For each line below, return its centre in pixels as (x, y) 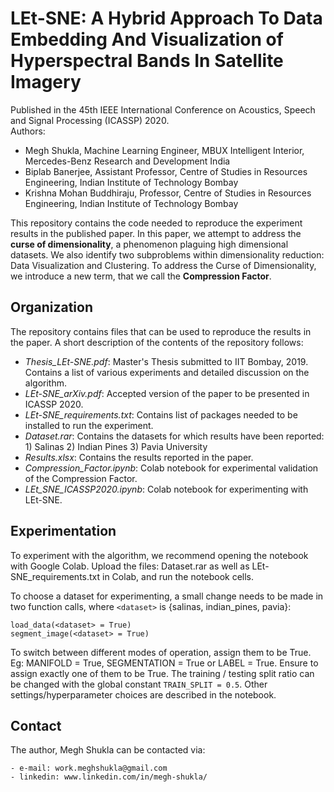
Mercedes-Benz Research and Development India (127, 161)
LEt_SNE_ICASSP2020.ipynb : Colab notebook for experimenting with (166, 489)
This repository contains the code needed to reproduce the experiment (156, 223)
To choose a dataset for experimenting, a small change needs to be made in (167, 596)
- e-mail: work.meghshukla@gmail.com (89, 768)
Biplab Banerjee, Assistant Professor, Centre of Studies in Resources (166, 171)
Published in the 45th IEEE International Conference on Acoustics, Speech (163, 109)
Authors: (28, 131)
